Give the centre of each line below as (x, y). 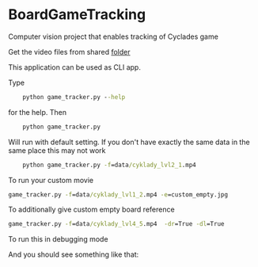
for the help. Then (38, 112)
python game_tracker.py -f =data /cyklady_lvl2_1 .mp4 (109, 165)
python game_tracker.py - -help (74, 97)
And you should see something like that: (74, 254)
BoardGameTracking (77, 15)
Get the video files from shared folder (69, 51)
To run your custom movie (51, 180)
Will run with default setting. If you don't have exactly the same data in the (129, 142)
